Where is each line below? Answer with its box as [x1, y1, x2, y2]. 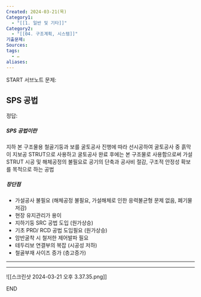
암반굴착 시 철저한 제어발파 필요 [14, 234, 89, 241]
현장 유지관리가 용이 [14, 212, 62, 219]
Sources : [6, 43, 28, 49]
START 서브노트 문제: [6, 76, 57, 83]
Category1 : [6, 14, 33, 20]
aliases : [6, 59, 28, 65]
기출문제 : [6, 37, 26, 43]
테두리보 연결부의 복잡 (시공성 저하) [14, 242, 98, 249]
